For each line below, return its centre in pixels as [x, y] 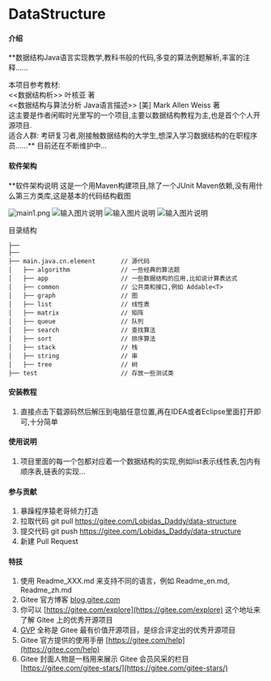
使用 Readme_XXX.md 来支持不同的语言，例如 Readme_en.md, [125, 581]
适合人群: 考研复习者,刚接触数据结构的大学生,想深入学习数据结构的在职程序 [133, 135]
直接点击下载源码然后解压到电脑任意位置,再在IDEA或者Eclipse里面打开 [137, 411]
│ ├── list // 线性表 [79, 304]
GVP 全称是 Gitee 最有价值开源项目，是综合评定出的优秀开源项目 [128, 630]
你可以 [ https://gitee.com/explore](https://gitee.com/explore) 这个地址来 [140, 610]
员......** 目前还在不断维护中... [58, 146]
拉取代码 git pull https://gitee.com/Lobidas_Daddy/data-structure [128, 521]
